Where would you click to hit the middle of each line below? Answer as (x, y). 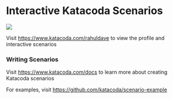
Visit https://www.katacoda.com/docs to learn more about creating (87, 72)
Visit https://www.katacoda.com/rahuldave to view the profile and (85, 38)
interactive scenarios (31, 44)
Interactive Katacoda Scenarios (84, 11)
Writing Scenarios (32, 59)
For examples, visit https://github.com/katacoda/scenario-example (86, 90)
